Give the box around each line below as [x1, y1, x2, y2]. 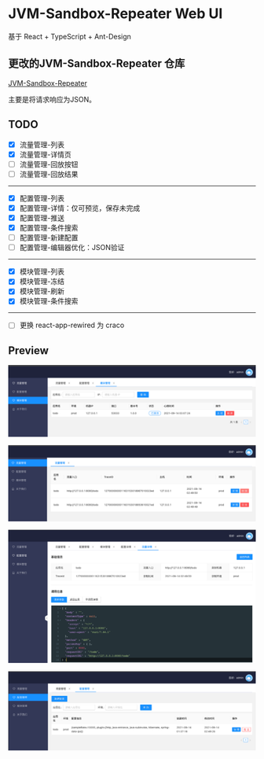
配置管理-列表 [19, 193, 65, 203]
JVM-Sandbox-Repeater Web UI [8, 5, 223, 23]
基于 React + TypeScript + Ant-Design [8, 31, 132, 41]
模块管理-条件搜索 [19, 297, 79, 306]
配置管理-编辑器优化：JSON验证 [19, 243, 125, 252]
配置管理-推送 [19, 213, 65, 223]
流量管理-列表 [19, 139, 65, 149]
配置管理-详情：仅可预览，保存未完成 [19, 203, 141, 212]
